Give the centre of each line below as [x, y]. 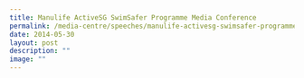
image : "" [28, 59]
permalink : [30, 26]
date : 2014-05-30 [42, 34]
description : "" [40, 51]
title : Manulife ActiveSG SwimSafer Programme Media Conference [133, 17]
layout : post [34, 43]
